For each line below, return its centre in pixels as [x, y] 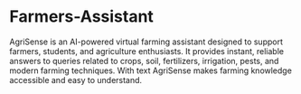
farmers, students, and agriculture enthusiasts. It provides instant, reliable [147, 51]
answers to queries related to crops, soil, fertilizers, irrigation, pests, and [144, 61]
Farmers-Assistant [81, 17]
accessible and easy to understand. [76, 80]
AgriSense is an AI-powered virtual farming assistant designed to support [146, 42]
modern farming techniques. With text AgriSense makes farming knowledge [150, 70]
